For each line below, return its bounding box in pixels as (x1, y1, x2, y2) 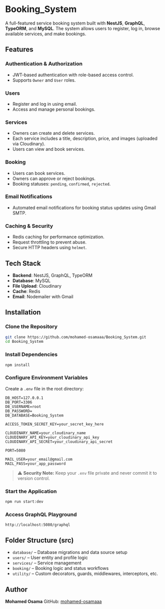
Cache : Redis (12, 288, 40, 294)
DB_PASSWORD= (5, 409, 32, 414)
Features (5, 45, 33, 54)
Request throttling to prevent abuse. (12, 239, 86, 245)
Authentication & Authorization (5, 60, 82, 67)
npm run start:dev (5, 499, 43, 504)
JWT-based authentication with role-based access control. (12, 72, 134, 78)
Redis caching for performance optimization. (12, 234, 105, 240)
